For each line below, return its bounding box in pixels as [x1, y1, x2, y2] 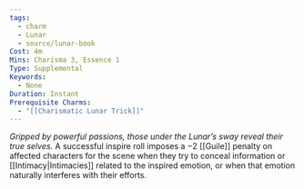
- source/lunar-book [17, 38, 96, 48]
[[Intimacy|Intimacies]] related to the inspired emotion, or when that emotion [9, 160, 296, 171]
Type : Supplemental [9, 65, 84, 74]
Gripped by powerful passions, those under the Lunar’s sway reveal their [9, 131, 284, 142]
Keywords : [9, 73, 47, 82]
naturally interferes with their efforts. [9, 170, 147, 181]
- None [17, 81, 43, 90]
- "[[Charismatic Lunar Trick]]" [17, 106, 145, 115]
